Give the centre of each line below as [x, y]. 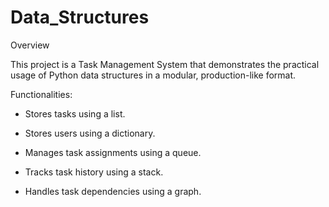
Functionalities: [41, 94]
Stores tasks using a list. [75, 113]
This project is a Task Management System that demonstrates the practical [165, 64]
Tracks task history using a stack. [94, 172]
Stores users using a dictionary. [90, 133]
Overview [30, 45]
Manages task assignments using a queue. [113, 152]
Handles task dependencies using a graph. [113, 191]
